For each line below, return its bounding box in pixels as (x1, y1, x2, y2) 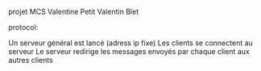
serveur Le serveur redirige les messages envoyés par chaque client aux (8, 47, 250, 56)
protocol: (8, 23, 39, 31)
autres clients (8, 56, 54, 65)
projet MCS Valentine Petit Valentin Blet (8, 7, 139, 16)
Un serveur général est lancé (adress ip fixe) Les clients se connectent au (8, 38, 254, 48)
